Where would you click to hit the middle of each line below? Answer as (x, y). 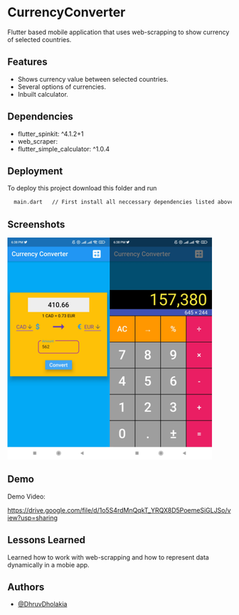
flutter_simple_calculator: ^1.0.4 (64, 149)
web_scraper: (38, 141)
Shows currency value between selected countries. (93, 79)
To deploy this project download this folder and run (82, 188)
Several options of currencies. (62, 87)
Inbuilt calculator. (43, 94)
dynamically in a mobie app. (49, 565)
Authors (26, 587)
